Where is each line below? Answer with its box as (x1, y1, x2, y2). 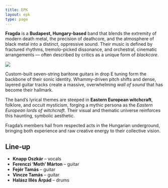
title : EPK (5, 7, 28, 13)
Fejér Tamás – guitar (12, 166, 56, 172)
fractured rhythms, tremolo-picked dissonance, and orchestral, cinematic (5, 46, 157, 53)
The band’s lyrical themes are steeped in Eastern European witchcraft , (5, 97, 153, 103)
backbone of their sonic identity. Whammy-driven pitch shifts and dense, (5, 76, 156, 82)
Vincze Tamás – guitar (12, 172, 60, 178)
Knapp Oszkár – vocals (12, 156, 61, 162)
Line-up (5, 142, 31, 151)
